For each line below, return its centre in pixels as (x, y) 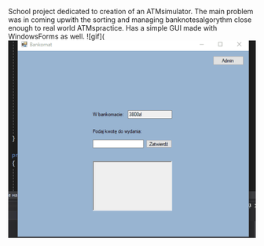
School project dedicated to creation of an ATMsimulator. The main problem (131, 11)
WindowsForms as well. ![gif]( (56, 36)
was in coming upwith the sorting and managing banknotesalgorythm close (130, 20)
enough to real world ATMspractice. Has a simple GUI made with (113, 28)
